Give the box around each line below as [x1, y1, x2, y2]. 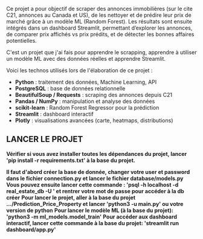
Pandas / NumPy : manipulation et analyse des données [14, 98, 155, 105]
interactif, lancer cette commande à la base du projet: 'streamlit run [6, 219, 179, 226]
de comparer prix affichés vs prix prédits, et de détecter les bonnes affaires [6, 31, 195, 38]
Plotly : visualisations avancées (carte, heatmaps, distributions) [14, 117, 173, 124]
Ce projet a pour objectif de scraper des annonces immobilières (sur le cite [6, 5, 193, 12]
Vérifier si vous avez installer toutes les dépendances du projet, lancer [6, 150, 187, 157]
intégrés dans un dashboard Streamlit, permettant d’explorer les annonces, [6, 24, 193, 31]
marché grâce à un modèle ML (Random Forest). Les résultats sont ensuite [6, 18, 192, 25]
